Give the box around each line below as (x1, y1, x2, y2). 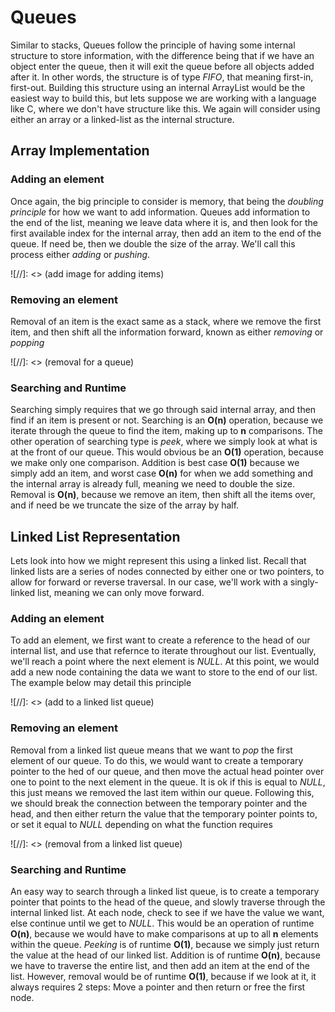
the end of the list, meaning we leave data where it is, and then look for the (10, 216, 318, 228)
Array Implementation (10, 142, 150, 160)
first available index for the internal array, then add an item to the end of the (10, 227, 322, 239)
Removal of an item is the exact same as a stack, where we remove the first (10, 315, 322, 327)
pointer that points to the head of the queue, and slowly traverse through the (10, 896, 326, 908)
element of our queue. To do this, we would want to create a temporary (10, 754, 304, 766)
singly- (289, 576, 319, 588)
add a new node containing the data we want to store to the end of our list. (10, 666, 318, 678)
